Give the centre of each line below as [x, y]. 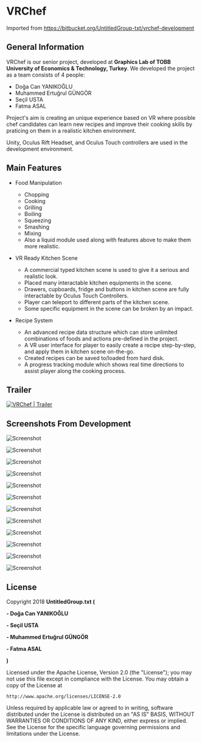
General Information [45, 47]
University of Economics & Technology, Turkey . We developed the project [100, 68]
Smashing [37, 227]
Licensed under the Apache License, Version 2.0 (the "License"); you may [99, 672]
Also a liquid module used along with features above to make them [108, 240]
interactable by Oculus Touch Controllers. [76, 296]
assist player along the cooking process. [75, 371]
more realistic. [42, 246]
